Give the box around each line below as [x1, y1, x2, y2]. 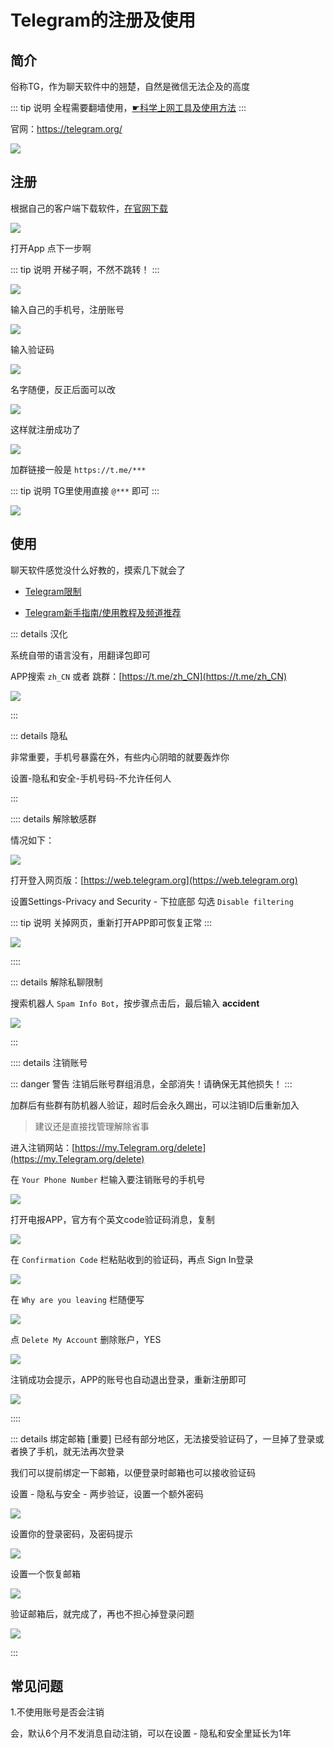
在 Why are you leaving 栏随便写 [10, 1293, 145, 1305]
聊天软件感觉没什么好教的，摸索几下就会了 [10, 564, 186, 576]
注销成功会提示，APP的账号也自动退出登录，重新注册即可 [10, 1373, 247, 1385]
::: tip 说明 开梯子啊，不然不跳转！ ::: [10, 263, 160, 275]
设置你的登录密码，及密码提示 [10, 1527, 133, 1540]
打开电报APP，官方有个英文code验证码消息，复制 [10, 1213, 215, 1225]
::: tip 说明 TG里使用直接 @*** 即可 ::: [10, 484, 160, 496]
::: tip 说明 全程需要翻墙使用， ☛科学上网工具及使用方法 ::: [10, 102, 247, 113]
